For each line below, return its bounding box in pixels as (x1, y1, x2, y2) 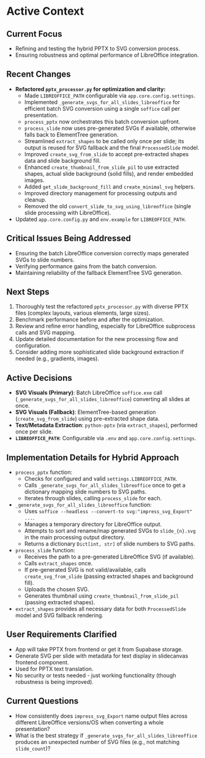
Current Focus (6, 29, 62, 39)
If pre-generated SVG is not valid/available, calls (24, 566, 146, 574)
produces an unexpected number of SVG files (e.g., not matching (15, 738, 180, 745)
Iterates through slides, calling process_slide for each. (24, 495, 162, 502)
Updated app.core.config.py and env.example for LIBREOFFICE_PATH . (15, 216, 187, 223)
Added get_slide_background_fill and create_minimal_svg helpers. (24, 182, 195, 190)
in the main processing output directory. (24, 534, 125, 541)
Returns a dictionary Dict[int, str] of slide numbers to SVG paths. (24, 540, 195, 547)
